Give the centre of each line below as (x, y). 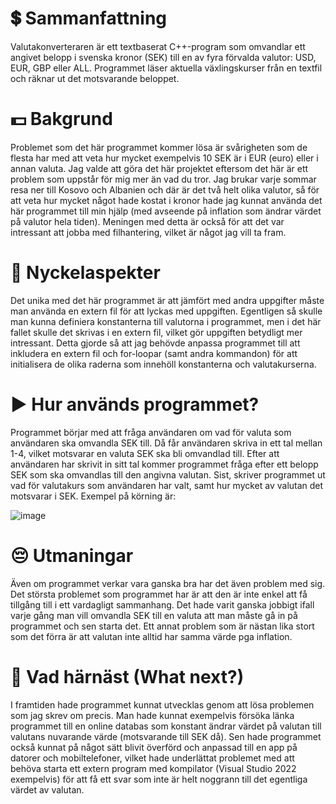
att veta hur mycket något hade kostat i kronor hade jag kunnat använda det (166, 200)
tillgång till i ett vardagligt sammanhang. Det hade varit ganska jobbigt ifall (162, 604)
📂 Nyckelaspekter (85, 273)
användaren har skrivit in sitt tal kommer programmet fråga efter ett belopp (164, 464)
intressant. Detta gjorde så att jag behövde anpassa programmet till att (155, 343)
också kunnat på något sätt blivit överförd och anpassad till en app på (154, 747)
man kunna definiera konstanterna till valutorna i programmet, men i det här (166, 321)
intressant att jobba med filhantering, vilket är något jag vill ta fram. (148, 232)
